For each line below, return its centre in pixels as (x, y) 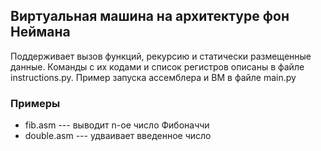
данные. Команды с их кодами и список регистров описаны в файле (157, 66)
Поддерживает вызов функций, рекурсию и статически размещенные (161, 56)
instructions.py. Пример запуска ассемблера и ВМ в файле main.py (153, 77)
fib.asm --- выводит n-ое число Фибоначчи (117, 125)
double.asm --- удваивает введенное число (118, 136)
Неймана (40, 32)
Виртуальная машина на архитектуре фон (150, 16)
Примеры (35, 103)
